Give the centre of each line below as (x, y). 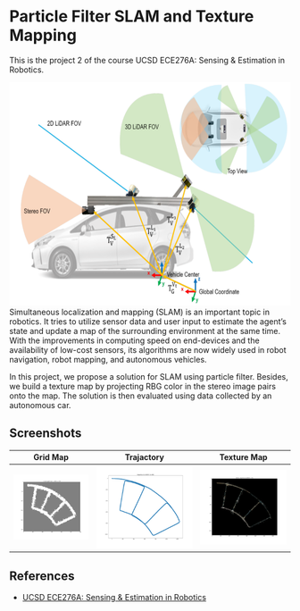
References (42, 576)
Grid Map (51, 457)
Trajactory (145, 457)
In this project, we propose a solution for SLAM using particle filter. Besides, (149, 376)
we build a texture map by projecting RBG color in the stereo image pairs (143, 386)
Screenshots (46, 434)
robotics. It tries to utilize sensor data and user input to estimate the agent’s (148, 321)
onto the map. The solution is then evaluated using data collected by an (141, 396)
